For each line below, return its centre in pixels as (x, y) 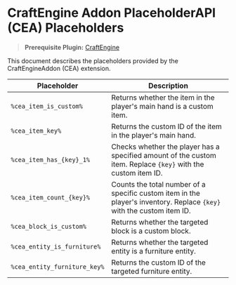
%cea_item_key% (36, 131)
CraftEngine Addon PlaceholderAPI (112, 13)
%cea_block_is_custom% (48, 226)
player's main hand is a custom (163, 106)
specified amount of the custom (164, 155)
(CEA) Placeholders (66, 28)
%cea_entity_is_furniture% (56, 246)
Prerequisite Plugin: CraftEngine (72, 47)
